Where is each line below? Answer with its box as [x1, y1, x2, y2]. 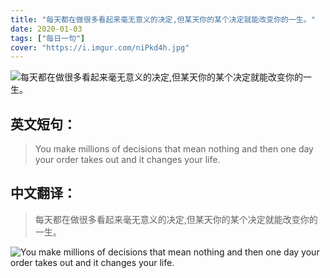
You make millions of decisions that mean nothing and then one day [34, 143, 314, 155]
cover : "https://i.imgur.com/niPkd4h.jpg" [10, 42, 190, 53]
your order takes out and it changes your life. [34, 154, 221, 166]
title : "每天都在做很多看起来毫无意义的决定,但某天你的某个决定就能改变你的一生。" [10, 14, 316, 25]
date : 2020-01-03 [10, 24, 83, 34]
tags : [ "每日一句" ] [10, 33, 86, 43]
